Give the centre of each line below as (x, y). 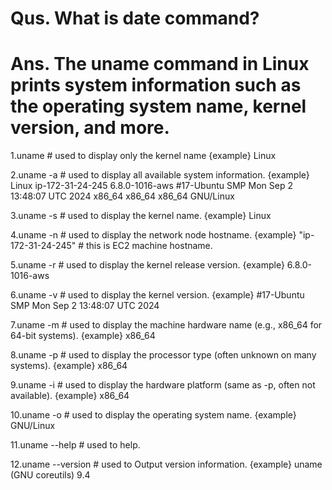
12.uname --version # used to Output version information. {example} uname (166, 464)
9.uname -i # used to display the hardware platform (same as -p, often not (163, 385)
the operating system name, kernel (158, 106)
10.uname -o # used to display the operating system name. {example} (153, 415)
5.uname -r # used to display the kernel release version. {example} (147, 265)
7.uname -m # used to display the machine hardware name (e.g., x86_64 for (166, 325)
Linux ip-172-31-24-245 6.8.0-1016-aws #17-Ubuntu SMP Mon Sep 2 (151, 186)
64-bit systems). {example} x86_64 (83, 336)
